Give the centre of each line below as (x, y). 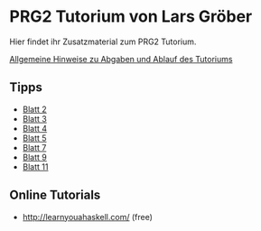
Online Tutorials (55, 195)
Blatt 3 (34, 118)
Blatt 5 (34, 138)
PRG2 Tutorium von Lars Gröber (131, 17)
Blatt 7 (34, 147)
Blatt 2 (34, 109)
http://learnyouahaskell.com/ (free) (88, 217)
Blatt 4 (35, 128)
